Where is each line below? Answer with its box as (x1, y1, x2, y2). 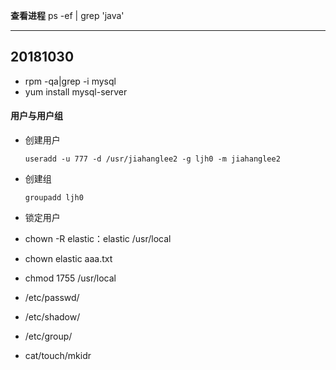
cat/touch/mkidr (24, 350, 92, 362)
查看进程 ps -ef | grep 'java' (10, 10, 125, 21)
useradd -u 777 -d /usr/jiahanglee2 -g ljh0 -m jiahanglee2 (24, 154, 281, 164)
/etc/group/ (24, 330, 73, 343)
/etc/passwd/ (24, 292, 80, 304)
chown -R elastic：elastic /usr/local (24, 233, 172, 245)
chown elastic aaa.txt (24, 253, 113, 265)
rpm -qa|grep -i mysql (24, 75, 117, 87)
